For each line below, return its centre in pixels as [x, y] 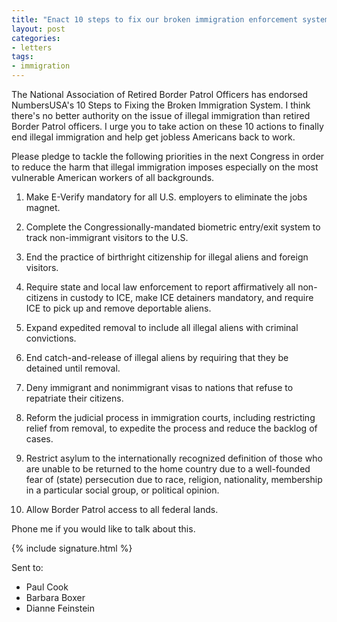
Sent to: [27, 567]
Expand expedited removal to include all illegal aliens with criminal [162, 327]
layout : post [38, 29]
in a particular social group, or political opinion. [122, 490]
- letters [32, 47]
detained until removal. [73, 368]
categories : [36, 38]
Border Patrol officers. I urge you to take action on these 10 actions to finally [167, 126]
